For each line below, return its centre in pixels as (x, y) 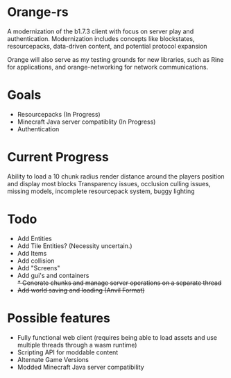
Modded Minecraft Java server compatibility (80, 367)
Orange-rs (38, 12)
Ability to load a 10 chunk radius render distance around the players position (116, 176)
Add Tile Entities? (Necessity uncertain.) (75, 246)
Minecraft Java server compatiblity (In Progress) (86, 122)
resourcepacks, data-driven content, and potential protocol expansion (107, 46)
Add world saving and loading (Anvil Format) (81, 290)
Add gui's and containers (53, 275)
